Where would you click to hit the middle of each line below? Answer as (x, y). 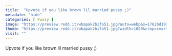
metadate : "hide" (24, 15)
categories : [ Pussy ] (29, 19)
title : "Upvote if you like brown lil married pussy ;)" (68, 10)
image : (12, 24)
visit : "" (16, 34)
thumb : (12, 29)
